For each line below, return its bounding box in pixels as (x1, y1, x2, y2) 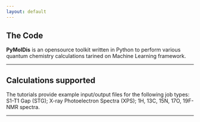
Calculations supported (6, 75, 96, 85)
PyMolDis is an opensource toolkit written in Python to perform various (6, 46, 181, 53)
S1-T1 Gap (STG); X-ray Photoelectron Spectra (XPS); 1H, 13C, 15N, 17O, (6, 97, 182, 104)
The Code (6, 31, 43, 41)
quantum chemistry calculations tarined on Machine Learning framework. (6, 53, 186, 60)
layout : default (6, 8, 46, 15)
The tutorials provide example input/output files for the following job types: (6, 91, 190, 98)
